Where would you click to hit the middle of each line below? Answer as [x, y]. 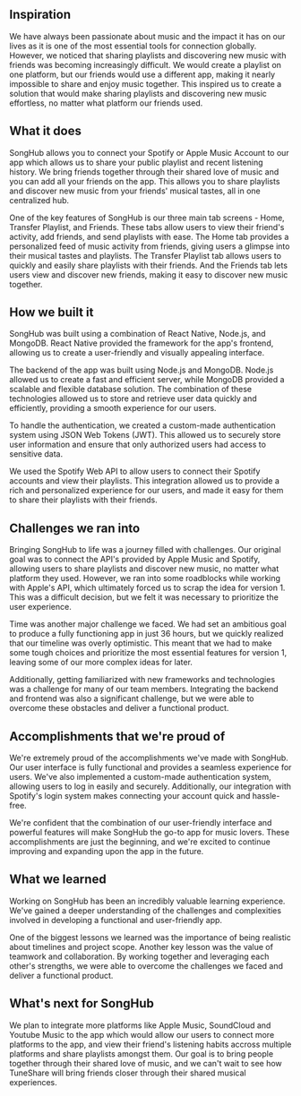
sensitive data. [36, 454]
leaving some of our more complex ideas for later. [101, 663]
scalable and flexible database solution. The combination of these [131, 390]
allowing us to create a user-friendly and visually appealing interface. [137, 353]
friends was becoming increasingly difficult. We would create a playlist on [146, 64]
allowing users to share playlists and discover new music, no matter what [144, 569]
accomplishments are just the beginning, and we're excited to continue [140, 842]
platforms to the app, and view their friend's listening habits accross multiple [150, 1044]
